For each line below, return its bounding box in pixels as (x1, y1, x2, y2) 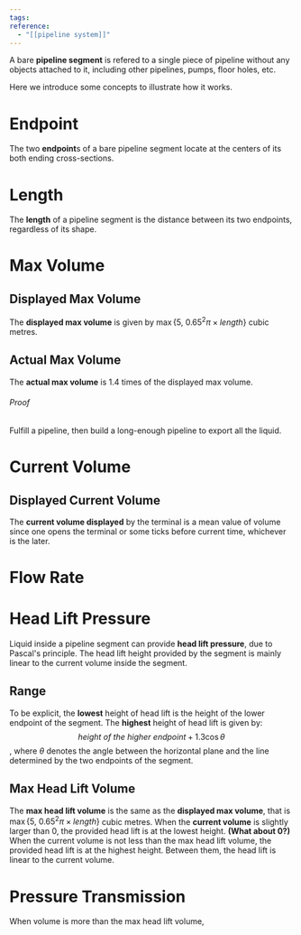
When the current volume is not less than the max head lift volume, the (9, 836, 272, 847)
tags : (9, 13, 30, 23)
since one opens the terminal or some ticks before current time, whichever (9, 525, 287, 537)
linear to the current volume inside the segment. (9, 658, 187, 669)
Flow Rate (9, 568, 85, 588)
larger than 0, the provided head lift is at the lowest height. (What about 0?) (9, 826, 291, 837)
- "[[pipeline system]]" (17, 30, 111, 39)
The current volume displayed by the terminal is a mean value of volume (9, 516, 281, 527)
